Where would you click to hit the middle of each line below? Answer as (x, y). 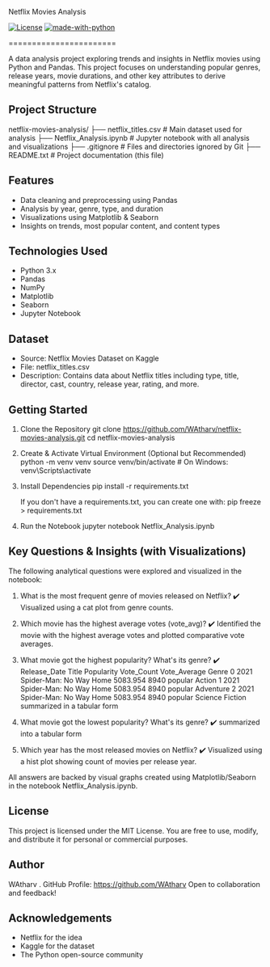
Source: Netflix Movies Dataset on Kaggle (89, 358)
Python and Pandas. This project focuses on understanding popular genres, (135, 67)
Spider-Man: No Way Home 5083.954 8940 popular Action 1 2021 (130, 680)
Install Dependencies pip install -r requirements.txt (104, 486)
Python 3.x (38, 271)
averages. (37, 644)
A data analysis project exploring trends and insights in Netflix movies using (135, 59)
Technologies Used (58, 251)
